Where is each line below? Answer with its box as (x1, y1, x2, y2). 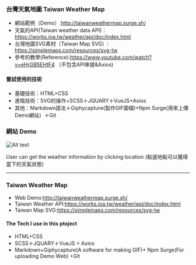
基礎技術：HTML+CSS (14, 89, 69, 97)
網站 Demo (6, 127, 37, 135)
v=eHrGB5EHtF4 (14, 61, 55, 68)
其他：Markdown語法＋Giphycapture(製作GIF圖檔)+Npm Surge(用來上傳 (14, 104, 188, 111)
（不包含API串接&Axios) (55, 61, 114, 68)
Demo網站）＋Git (14, 111, 57, 118)
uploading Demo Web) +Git (14, 253, 80, 260)
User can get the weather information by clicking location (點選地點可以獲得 (6, 153, 188, 160)
